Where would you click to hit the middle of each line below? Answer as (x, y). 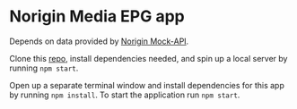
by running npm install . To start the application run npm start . (125, 95)
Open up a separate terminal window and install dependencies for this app (147, 85)
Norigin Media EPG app (97, 17)
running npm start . (44, 68)
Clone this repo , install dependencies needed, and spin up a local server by (148, 58)
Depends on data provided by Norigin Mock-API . (99, 41)
